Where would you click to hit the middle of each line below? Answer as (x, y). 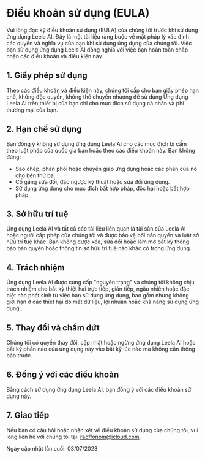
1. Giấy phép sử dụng (47, 76)
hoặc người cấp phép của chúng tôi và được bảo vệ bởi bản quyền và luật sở (103, 235)
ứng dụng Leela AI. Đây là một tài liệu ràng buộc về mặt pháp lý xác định (98, 36)
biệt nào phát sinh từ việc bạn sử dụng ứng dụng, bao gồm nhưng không (98, 296)
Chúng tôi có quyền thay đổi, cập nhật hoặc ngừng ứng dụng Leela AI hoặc (101, 342)
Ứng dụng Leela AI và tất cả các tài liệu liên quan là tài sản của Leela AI (96, 229)
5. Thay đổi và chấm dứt (53, 328)
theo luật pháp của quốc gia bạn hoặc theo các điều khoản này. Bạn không (101, 150)
